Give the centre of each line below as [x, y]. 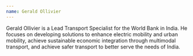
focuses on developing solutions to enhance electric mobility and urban [92, 34]
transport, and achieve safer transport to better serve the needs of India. [93, 47]
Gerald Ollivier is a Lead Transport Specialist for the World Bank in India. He [97, 28]
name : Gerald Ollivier [34, 11]
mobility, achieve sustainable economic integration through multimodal [91, 40]
